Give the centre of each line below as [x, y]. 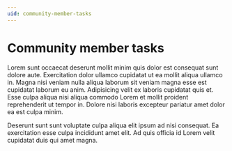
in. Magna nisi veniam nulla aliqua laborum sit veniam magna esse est [107, 82]
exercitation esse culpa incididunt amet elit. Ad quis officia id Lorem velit [111, 132]
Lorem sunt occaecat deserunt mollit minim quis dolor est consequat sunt [113, 67]
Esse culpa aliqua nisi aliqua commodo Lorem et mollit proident [98, 97]
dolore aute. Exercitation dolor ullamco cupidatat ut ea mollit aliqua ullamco [115, 74]
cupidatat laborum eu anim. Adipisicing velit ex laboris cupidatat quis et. [110, 89]
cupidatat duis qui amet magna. [53, 140]
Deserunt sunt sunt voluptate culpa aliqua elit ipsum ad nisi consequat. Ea [113, 125]
